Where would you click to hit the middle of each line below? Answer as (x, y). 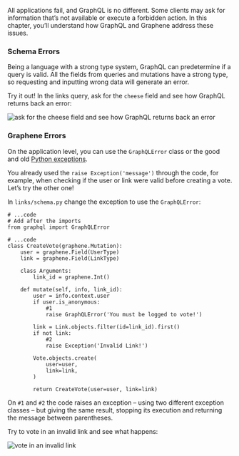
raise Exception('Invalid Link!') (97, 346)
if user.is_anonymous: (67, 302)
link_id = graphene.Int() (72, 277)
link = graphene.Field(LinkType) (70, 258)
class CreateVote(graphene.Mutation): (65, 246)
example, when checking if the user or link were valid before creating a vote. (120, 180)
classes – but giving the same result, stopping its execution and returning (115, 410)
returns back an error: (40, 103)
